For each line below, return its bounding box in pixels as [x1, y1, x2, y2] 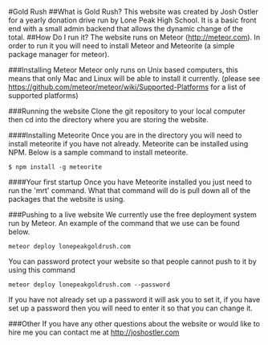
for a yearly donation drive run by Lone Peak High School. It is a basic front [8, 15, 257, 25]
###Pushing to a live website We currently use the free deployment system [8, 210, 257, 220]
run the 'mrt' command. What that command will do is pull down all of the [8, 186, 251, 195]
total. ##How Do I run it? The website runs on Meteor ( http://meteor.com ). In [8, 32, 261, 42]
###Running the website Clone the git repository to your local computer [8, 106, 246, 116]
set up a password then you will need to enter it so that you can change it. [8, 303, 253, 313]
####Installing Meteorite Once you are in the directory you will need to [8, 130, 242, 140]
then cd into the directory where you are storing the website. [8, 115, 209, 124]
